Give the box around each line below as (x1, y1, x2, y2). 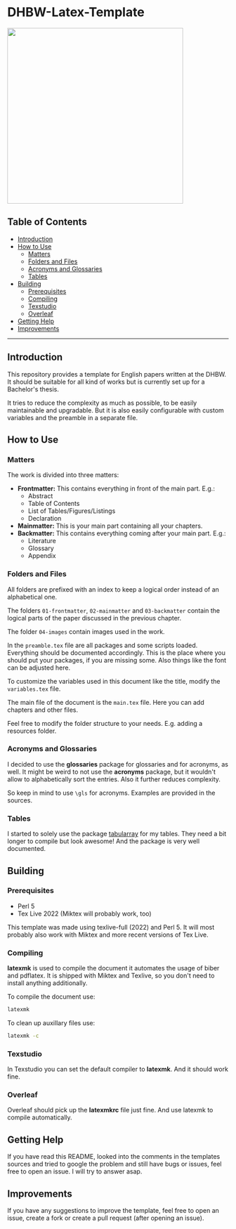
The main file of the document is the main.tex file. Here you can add (7, 698, 205, 706)
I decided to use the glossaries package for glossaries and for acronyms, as (7, 760, 228, 768)
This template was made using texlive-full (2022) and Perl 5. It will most (7, 923, 215, 931)
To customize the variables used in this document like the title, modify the (7, 677, 221, 685)
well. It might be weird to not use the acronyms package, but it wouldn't (7, 767, 216, 776)
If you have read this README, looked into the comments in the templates (7, 1152, 221, 1161)
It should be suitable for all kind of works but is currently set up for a (7, 377, 205, 386)
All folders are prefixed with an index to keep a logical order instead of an (7, 585, 220, 594)
